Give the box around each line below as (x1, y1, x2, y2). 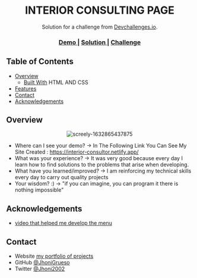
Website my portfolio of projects (14, 252, 94, 260)
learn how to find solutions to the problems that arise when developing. (14, 161, 189, 168)
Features (14, 85, 37, 92)
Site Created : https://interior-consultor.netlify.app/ (14, 148, 139, 155)
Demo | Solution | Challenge (58, 38, 141, 46)
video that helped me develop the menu (14, 220, 113, 227)
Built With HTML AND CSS (23, 79, 88, 86)
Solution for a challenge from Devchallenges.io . (42, 23, 158, 30)
